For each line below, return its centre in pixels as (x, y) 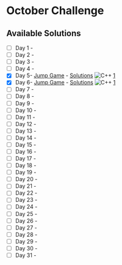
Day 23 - (26, 200)
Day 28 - (26, 234)
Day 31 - (26, 255)
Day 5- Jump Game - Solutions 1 (65, 76)
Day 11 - (25, 117)
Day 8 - (25, 96)
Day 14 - (26, 138)
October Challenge (55, 11)
